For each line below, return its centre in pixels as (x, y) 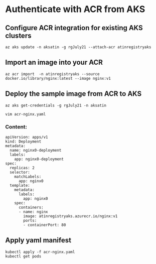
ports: (30, 220)
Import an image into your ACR (54, 62)
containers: (31, 207)
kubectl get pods (23, 256)
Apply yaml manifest (38, 240)
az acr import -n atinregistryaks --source (52, 74)
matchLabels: (28, 177)
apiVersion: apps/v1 (27, 137)
